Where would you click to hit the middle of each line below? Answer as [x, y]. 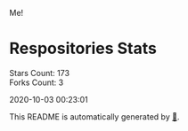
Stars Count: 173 [39, 73]
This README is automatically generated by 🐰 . [94, 116]
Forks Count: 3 [37, 82]
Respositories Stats [83, 49]
